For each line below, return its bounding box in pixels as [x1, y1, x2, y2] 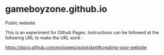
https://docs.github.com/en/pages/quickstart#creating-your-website [5, 44, 147, 50]
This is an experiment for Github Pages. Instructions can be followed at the [5, 29, 159, 35]
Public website [5, 20, 35, 26]
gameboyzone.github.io [5, 3, 107, 15]
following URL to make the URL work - [5, 35, 84, 41]
